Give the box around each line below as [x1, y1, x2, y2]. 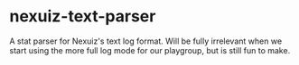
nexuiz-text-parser [9, 6, 156, 27]
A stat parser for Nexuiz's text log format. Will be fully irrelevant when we [9, 36, 283, 46]
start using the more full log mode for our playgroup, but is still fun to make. [9, 45, 291, 55]
